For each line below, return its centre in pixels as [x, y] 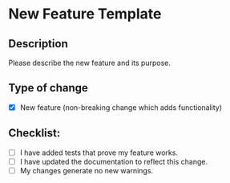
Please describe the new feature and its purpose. [89, 63]
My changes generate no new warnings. [87, 170]
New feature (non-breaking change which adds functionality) [121, 107]
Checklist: [34, 133]
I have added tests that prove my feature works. [99, 152]
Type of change [48, 88]
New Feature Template [85, 14]
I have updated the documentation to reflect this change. [114, 161]
